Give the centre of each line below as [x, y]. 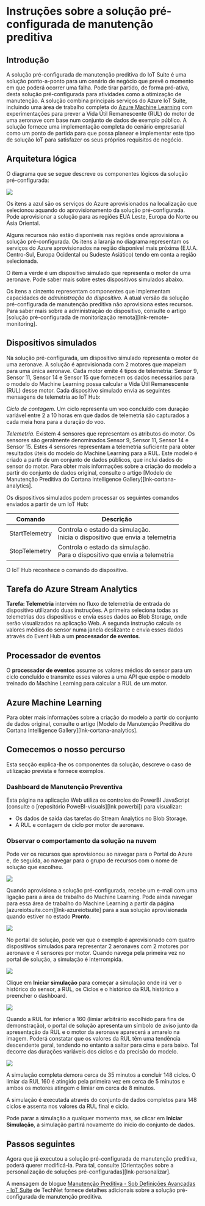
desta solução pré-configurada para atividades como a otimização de [94, 94]
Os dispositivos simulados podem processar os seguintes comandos [93, 497]
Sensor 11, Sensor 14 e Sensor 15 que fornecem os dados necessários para [101, 377]
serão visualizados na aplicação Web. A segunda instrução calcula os [94, 624]
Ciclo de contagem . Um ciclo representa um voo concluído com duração [98, 409]
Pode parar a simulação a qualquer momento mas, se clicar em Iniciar [95, 1118]
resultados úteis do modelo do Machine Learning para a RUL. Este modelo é [102, 453]
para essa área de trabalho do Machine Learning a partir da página [90, 903]
